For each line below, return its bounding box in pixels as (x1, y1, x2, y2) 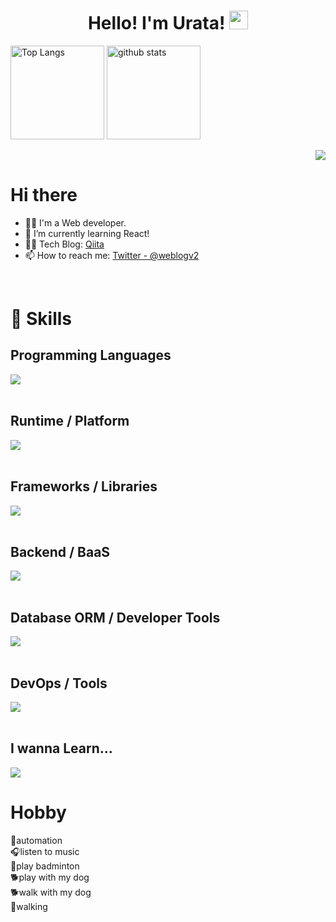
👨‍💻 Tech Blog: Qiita (24, 238, 105, 250)
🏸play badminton (10, 860, 80, 872)
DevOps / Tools (10, 675, 108, 692)
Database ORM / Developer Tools (10, 609, 221, 626)
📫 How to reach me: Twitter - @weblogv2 (24, 249, 200, 261)
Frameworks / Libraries (10, 478, 158, 495)
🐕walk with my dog (10, 886, 92, 898)
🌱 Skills (10, 308, 73, 330)
